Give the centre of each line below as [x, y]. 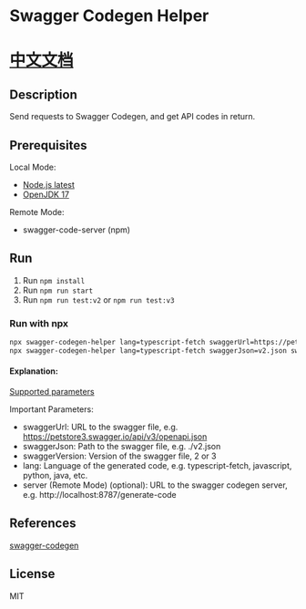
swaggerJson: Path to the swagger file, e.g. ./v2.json [122, 447]
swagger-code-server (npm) [76, 230]
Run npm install [54, 280]
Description [43, 94]
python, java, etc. [55, 476]
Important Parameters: [51, 409]
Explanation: [34, 371]
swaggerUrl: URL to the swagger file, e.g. [100, 427]
